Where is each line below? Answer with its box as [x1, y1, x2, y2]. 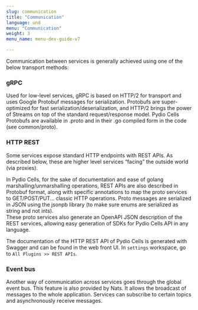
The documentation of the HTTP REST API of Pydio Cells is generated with [6, 237, 187, 244]
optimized [6, 105, 31, 112]
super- [161, 98, 178, 105]
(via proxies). [6, 164, 38, 172]
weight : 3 [6, 31, 31, 37]
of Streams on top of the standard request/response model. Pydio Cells [6, 111, 180, 118]
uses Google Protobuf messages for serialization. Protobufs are [6, 98, 160, 105]
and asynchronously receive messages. [6, 297, 103, 304]
